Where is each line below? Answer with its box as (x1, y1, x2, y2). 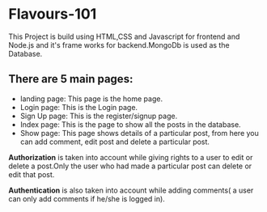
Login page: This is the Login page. (19, 102, 138, 112)
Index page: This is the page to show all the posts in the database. (19, 119, 241, 129)
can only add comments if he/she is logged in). (8, 193, 166, 203)
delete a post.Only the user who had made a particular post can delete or (8, 161, 252, 171)
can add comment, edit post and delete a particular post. (19, 137, 210, 146)
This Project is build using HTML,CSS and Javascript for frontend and (8, 32, 240, 41)
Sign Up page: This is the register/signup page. (19, 111, 178, 121)
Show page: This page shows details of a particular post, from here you (19, 128, 259, 138)
